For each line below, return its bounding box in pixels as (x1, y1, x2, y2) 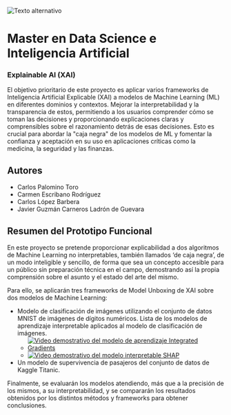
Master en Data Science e (7, 31, 157, 46)
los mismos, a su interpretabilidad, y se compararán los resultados (7, 387, 196, 395)
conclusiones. (7, 401, 47, 409)
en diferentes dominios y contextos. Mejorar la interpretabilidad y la (7, 100, 199, 109)
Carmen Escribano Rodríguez (17, 190, 101, 199)
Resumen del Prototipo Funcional (7, 225, 153, 237)
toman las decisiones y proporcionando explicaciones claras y (7, 115, 184, 124)
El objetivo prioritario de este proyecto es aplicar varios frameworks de (7, 86, 209, 94)
